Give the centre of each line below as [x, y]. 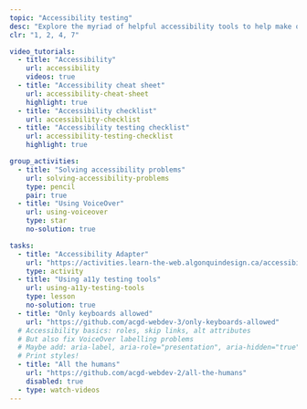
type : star [47, 221]
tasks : [22, 246]
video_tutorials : [42, 51]
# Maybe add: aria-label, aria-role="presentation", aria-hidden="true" [159, 348]
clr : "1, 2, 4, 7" [44, 35]
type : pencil [51, 187]
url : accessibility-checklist [84, 120]
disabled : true [55, 381]
